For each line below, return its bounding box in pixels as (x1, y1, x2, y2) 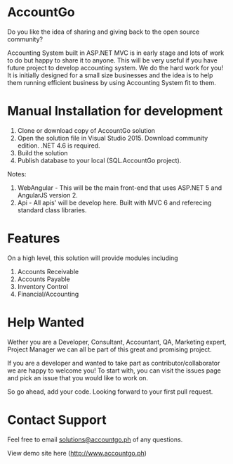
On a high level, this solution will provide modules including (7, 254, 178, 262)
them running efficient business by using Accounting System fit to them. (7, 78, 216, 86)
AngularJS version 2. (17, 191, 79, 199)
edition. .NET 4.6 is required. (17, 141, 100, 150)
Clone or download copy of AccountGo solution (17, 126, 156, 134)
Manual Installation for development (7, 103, 223, 120)
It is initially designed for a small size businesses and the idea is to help (7, 71, 213, 79)
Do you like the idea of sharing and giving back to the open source (7, 27, 200, 36)
